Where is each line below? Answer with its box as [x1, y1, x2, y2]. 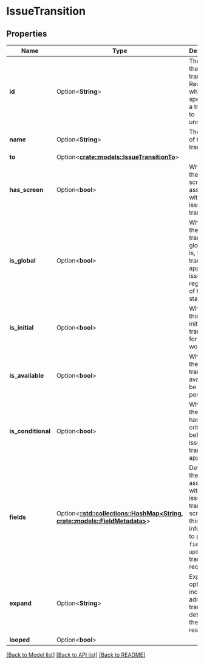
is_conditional [9, 427, 51, 435]
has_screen [9, 186, 44, 194]
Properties [6, 29, 47, 39]
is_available [9, 372, 44, 380]
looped [9, 635, 30, 644]
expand [9, 599, 32, 607]
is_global [9, 256, 36, 264]
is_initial [9, 323, 34, 331]
